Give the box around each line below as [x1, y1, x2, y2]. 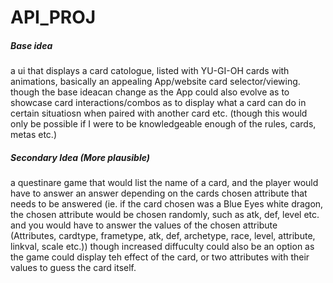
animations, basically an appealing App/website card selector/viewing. [10, 76, 301, 88]
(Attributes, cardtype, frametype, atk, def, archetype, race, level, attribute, [10, 230, 316, 242]
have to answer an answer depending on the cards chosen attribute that [10, 187, 308, 200]
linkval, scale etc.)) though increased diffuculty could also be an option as [10, 241, 315, 253]
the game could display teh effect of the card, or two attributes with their [10, 251, 310, 263]
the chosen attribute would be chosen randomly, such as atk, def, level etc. [10, 209, 320, 221]
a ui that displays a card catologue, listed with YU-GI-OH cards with [10, 65, 290, 77]
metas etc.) [10, 129, 58, 141]
